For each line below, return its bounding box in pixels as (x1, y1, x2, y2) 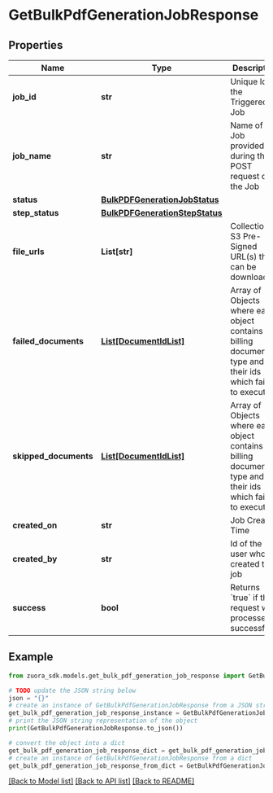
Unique (230, 76, 258, 87)
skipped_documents (12, 450, 93, 462)
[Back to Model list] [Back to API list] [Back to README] (8, 776, 195, 786)
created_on (12, 519, 58, 531)
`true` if (230, 592, 258, 603)
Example (8, 650, 54, 664)
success (12, 602, 46, 613)
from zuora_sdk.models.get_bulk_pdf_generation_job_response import (8, 672, 245, 680)
